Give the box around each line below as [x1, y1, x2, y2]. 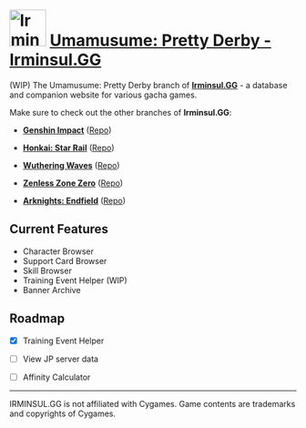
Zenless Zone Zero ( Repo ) [22, 178, 124, 189]
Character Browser [22, 246, 94, 257]
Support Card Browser [22, 255, 107, 266]
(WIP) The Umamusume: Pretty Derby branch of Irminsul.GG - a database [9, 79, 288, 90]
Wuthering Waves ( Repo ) [22, 159, 120, 170]
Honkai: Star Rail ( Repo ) [22, 142, 116, 153]
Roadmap [9, 311, 66, 327]
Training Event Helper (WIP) [22, 274, 127, 286]
